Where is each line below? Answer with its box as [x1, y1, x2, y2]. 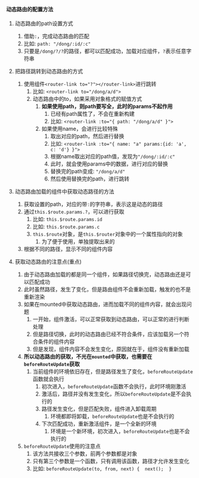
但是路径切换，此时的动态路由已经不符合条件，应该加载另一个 [32, 330, 185, 338]
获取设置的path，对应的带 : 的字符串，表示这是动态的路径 [23, 201, 163, 208]
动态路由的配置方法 [6, 5, 54, 13]
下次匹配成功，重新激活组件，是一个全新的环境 [41, 420, 157, 427]
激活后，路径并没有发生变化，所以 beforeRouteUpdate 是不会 [41, 390, 186, 397]
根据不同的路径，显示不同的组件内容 [23, 246, 113, 253]
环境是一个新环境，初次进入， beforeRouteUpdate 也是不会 [50, 428, 190, 435]
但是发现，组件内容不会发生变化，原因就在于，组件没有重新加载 [32, 345, 189, 353]
